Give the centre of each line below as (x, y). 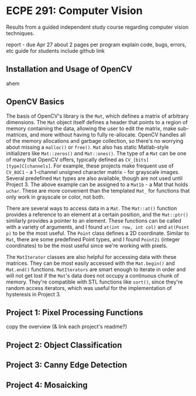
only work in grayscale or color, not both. (56, 197)
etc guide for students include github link (56, 50)
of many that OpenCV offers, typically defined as (65, 159)
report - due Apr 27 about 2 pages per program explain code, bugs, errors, (96, 45)
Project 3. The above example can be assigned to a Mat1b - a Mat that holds (97, 184)
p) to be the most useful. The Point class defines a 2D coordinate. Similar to (98, 233)
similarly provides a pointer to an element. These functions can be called (94, 220)
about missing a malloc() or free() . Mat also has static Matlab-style (87, 147)
